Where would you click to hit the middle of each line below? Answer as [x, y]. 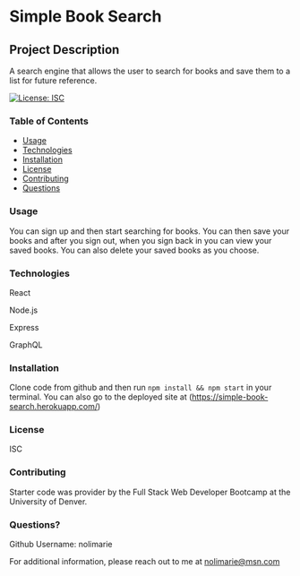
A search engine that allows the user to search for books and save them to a [150, 71]
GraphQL [26, 344]
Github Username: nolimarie [61, 545]
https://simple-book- [230, 397]
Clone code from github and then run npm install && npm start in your [141, 388]
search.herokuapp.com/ [54, 407]
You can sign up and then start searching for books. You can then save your [149, 231]
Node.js [24, 310]
